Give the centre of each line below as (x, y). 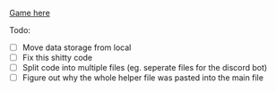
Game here (30, 13)
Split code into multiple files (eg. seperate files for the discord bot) (145, 68)
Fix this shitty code (57, 58)
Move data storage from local (77, 47)
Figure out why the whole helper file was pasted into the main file (143, 78)
